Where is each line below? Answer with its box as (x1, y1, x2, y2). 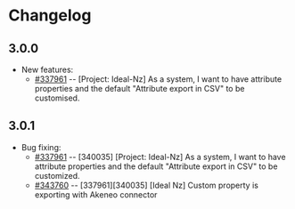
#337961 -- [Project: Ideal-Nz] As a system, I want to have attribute (34, 74, 283, 84)
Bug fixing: (20, 141, 61, 152)
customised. (34, 92, 80, 103)
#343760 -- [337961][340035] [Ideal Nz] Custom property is (34, 180, 259, 190)
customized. (34, 170, 81, 181)
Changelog (8, 5, 92, 26)
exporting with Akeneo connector (34, 189, 158, 200)
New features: (20, 64, 74, 75)
